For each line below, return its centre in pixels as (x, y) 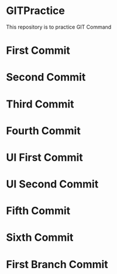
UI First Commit (44, 157)
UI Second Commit (52, 184)
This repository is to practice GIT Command (59, 27)
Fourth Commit (43, 131)
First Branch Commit (57, 264)
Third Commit (40, 104)
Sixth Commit (40, 237)
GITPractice (36, 11)
